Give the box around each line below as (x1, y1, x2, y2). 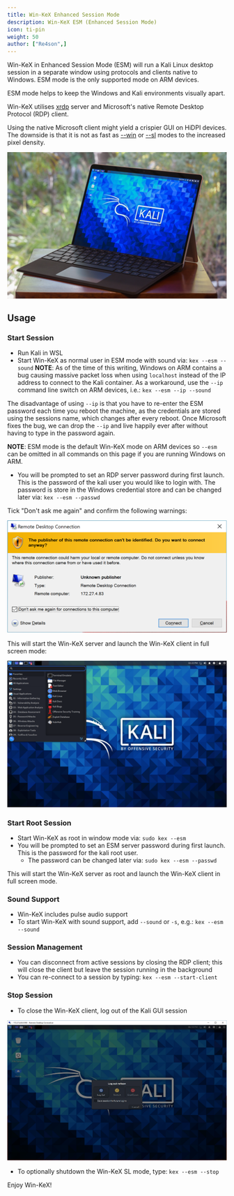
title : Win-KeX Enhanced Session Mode (7, 11, 120, 18)
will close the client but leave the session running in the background (17, 966, 212, 974)
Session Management (7, 942, 83, 952)
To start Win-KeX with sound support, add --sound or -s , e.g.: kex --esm (17, 918, 224, 926)
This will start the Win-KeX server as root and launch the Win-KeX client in (7, 869, 221, 878)
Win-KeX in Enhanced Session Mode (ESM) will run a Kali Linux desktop (7, 61, 214, 69)
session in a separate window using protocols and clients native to (7, 68, 198, 77)
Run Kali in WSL (17, 349, 63, 357)
